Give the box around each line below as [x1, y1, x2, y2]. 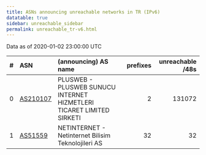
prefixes [126, 61, 152, 70]
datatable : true [6, 15, 48, 21]
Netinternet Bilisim [57, 131, 111, 140]
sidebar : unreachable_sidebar [6, 20, 84, 26]
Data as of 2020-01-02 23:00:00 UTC [6, 43, 102, 50]
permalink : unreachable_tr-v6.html [6, 26, 97, 32]
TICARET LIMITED [57, 106, 110, 115]
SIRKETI [57, 114, 81, 123]
